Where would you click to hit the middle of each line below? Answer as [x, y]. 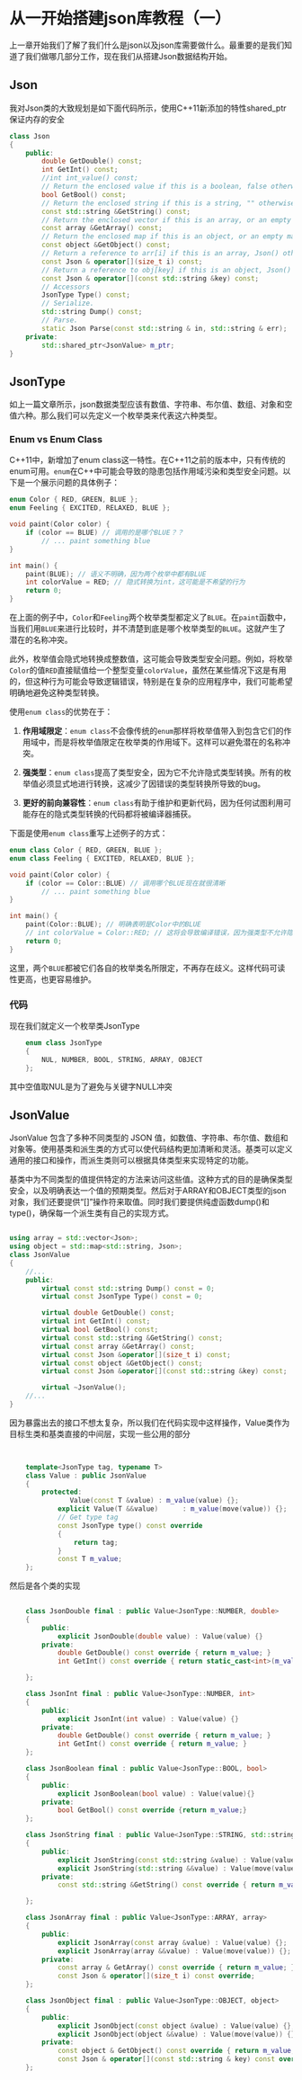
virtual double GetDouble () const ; [108, 1313]
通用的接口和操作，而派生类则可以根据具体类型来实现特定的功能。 [131, 1160]
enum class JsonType [64, 1043]
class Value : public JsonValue [86, 1476]
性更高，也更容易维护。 [53, 979]
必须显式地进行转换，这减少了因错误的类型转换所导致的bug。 [152, 784]
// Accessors [66, 287]
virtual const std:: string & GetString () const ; [132, 1338]
